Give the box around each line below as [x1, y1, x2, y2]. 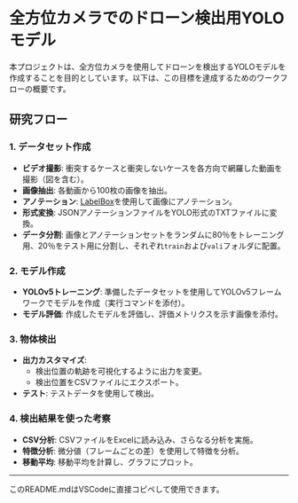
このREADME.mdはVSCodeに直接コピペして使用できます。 [9, 483, 224, 494]
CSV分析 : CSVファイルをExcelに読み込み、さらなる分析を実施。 [21, 434, 258, 444]
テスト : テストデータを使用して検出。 [21, 388, 160, 399]
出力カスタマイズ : [21, 355, 87, 365]
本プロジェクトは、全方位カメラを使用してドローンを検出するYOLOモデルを [9, 61, 286, 72]
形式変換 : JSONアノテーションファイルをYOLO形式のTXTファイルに [21, 207, 271, 217]
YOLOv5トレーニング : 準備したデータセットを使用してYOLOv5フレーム [21, 286, 282, 297]
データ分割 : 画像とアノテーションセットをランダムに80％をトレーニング [21, 229, 285, 240]
